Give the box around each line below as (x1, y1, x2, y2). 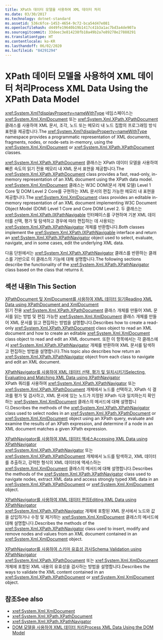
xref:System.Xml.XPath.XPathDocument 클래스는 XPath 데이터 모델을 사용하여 (5, 160, 158, 166)
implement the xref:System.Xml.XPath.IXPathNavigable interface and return (5, 230, 157, 235)
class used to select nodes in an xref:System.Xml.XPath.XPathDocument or (5, 410, 156, 416)
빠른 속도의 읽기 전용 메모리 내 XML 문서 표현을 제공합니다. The (5, 166, 125, 171)
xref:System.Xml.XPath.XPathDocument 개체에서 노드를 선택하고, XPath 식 (5, 386, 152, 392)
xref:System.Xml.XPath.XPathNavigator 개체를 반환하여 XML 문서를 (10, 342, 143, 348)
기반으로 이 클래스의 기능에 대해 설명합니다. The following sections (14, 256, 141, 262)
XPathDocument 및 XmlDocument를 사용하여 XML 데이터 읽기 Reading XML (5, 296, 152, 302)
